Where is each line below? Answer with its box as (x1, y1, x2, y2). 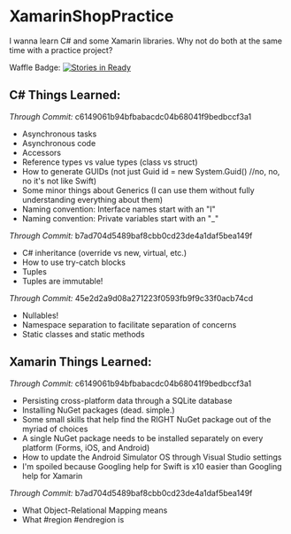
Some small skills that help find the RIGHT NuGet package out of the (21, 414, 272, 424)
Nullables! (21, 310, 59, 321)
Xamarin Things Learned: (9, 354, 152, 369)
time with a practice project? (9, 44, 113, 55)
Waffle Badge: (9, 62, 61, 73)
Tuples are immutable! (21, 275, 103, 286)
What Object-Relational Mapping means (21, 505, 168, 515)
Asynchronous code (21, 137, 96, 148)
